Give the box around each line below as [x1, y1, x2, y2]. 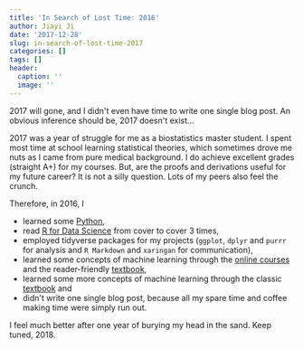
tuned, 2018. [9, 329, 56, 340]
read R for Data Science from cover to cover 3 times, [22, 225, 220, 236]
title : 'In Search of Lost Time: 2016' [9, 13, 160, 23]
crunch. [9, 180, 39, 191]
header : [9, 64, 39, 73]
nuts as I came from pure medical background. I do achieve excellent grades [9, 151, 295, 163]
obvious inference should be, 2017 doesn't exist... [9, 115, 194, 126]
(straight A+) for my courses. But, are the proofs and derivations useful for [9, 161, 287, 172]
